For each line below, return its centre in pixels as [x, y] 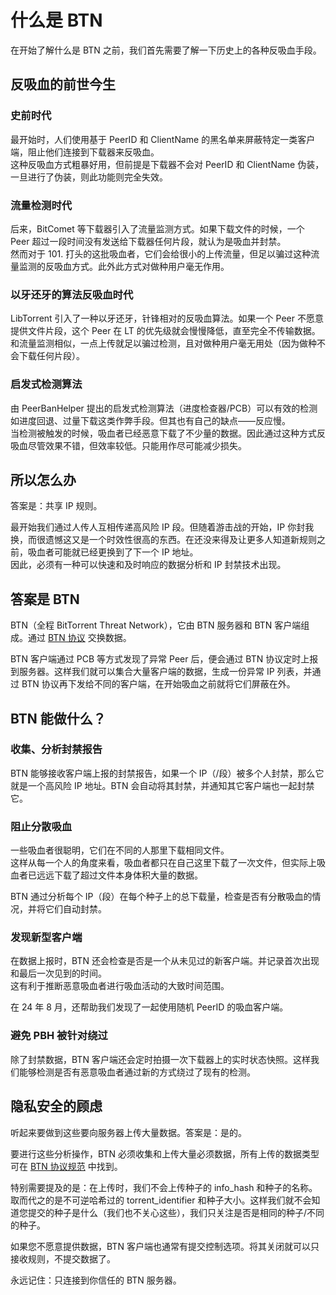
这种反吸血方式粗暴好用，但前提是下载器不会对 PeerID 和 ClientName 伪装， [167, 164]
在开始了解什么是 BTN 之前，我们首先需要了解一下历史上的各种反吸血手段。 [166, 50]
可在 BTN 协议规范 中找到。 [66, 1166]
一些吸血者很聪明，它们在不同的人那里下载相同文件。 [120, 850]
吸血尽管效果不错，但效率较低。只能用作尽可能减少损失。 [128, 445]
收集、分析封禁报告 [56, 749]
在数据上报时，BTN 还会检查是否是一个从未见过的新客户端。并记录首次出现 [165, 961]
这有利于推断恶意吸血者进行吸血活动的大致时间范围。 [120, 986]
